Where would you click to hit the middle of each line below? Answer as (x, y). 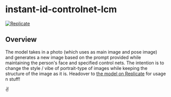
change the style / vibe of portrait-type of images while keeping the (77, 68)
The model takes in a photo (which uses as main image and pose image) (81, 52)
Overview (21, 40)
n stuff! (13, 79)
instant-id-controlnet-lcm (61, 9)
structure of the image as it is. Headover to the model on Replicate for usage (86, 74)
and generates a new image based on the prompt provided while (73, 57)
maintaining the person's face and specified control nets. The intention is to (85, 63)
